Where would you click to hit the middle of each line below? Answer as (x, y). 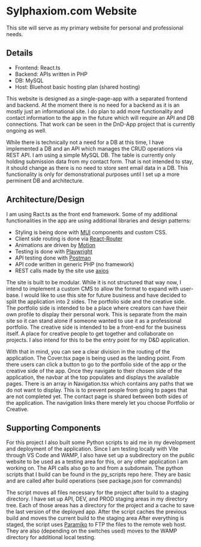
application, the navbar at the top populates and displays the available (93, 377)
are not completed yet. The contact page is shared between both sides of (97, 396)
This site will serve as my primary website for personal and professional (95, 28)
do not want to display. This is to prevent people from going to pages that (97, 390)
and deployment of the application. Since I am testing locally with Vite (92, 449)
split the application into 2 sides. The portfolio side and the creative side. (96, 301)
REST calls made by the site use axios (62, 270)
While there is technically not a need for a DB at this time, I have (85, 142)
